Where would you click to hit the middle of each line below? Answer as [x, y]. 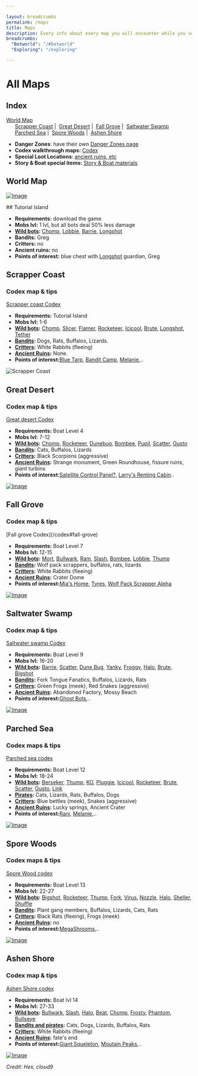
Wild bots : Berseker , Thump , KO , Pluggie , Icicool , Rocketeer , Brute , [96, 782]
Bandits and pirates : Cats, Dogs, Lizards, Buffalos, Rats [82, 1025]
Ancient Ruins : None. [41, 353]
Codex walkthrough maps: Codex [56, 150]
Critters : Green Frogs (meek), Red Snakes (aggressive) [82, 686]
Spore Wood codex [29, 873]
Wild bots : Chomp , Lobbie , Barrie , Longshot [68, 231]
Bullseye [25, 1019]
